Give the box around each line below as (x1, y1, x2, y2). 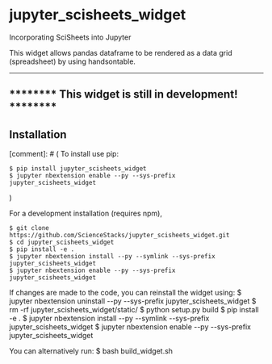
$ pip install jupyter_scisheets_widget (9, 165, 148, 173)
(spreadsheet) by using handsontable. (9, 56, 136, 66)
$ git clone (9, 224, 49, 232)
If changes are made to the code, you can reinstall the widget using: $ (9, 288, 242, 298)
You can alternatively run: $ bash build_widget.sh (9, 346, 173, 356)
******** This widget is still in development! (9, 87, 238, 102)
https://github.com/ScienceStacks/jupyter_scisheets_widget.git (9, 232, 230, 240)
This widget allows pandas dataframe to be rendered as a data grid (9, 48, 232, 57)
